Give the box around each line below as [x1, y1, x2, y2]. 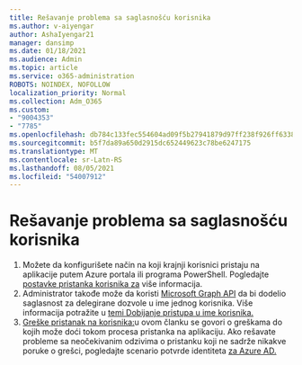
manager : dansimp [9, 38, 75, 48]
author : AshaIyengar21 [9, 30, 94, 39]
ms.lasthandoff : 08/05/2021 [9, 164, 115, 173]
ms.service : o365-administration [9, 72, 135, 81]
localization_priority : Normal [9, 88, 127, 97]
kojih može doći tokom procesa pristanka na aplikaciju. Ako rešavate [22, 326, 276, 337]
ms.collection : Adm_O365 [9, 96, 102, 106]
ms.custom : [9, 105, 50, 114]
